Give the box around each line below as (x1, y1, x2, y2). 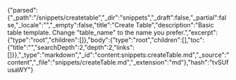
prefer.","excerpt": (166, 28, 218, 36)
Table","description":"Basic (135, 21, 214, 29)
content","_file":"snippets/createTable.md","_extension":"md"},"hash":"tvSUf (7, 58, 229, 66)
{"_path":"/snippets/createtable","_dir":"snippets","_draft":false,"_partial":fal (7, 13, 227, 22)
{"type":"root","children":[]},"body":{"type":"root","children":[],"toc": (7, 36, 205, 44)
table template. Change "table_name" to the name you (7, 28, 165, 36)
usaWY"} (7, 66, 34, 74)
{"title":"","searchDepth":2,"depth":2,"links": (7, 44, 135, 51)
